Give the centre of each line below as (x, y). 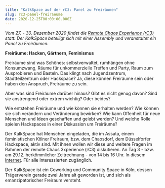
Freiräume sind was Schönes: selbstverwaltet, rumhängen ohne (70, 63)
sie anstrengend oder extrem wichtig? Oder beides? (58, 99)
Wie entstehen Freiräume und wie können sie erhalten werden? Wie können (82, 108)
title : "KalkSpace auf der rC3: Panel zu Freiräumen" (62, 10)
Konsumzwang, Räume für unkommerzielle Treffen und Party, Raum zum (79, 68)
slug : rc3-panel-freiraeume (34, 14)
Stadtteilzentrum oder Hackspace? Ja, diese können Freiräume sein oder (79, 79)
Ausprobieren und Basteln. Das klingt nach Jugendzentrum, (66, 73)
